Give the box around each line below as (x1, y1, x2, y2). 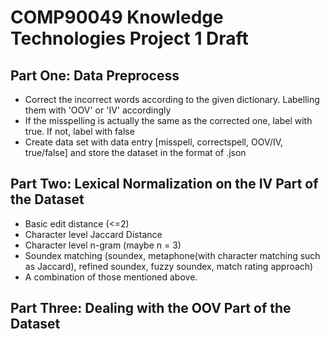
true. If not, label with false (24, 126, 135, 137)
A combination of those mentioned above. (24, 271, 198, 283)
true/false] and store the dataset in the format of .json (24, 147, 247, 158)
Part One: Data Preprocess (10, 67, 180, 84)
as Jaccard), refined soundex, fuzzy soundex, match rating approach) (24, 260, 314, 272)
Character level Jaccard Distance (24, 228, 163, 240)
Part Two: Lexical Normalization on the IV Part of (10, 176, 319, 193)
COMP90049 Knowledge (10, 6, 224, 29)
